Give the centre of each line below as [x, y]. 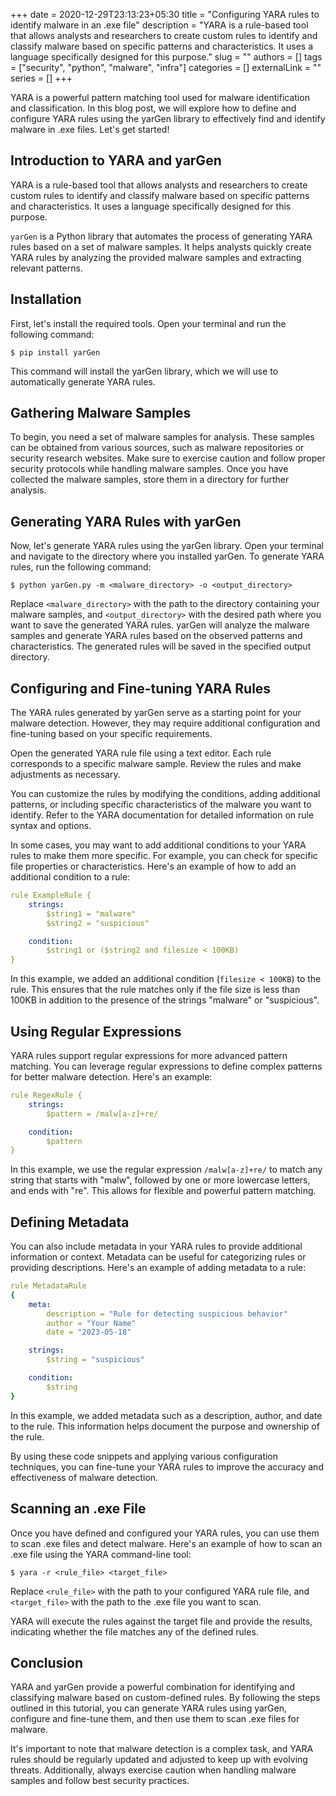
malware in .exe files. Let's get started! [90, 129]
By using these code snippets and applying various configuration [144, 1456]
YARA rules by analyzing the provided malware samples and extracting [156, 257]
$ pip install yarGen [55, 352]
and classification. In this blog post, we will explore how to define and [153, 108]
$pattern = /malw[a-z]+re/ [102, 1114]
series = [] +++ [41, 78]
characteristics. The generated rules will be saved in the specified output [161, 646]
